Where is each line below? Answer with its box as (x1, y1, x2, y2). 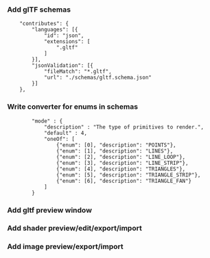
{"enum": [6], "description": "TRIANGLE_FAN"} (56, 177, 192, 184)
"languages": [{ (32, 26, 78, 34)
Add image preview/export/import (7, 242, 124, 251)
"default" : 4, (43, 129, 88, 136)
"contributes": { (19, 21, 69, 27)
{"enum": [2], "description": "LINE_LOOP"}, (56, 153, 186, 160)
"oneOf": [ (43, 136, 75, 142)
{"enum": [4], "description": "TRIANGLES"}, (56, 166, 186, 172)
